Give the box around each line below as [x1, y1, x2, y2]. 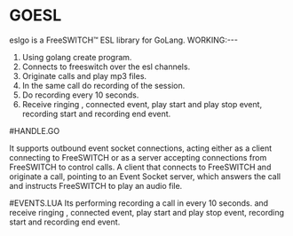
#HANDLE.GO [9, 125, 60, 136]
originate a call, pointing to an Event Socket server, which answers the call [9, 170, 281, 182]
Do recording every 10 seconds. [21, 90, 139, 100]
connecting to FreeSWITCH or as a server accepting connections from [9, 152, 267, 162]
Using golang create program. [21, 51, 132, 62]
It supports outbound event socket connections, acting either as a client [9, 143, 273, 153]
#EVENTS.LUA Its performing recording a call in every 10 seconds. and [9, 197, 269, 208]
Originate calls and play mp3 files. [21, 70, 147, 81]
